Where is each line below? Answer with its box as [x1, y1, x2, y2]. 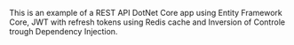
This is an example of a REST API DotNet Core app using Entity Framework [9, 8, 282, 18]
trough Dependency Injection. [9, 26, 118, 36]
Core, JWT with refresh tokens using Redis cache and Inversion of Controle [9, 17, 286, 27]
